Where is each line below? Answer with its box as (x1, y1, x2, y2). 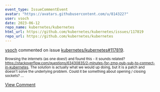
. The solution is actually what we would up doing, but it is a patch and (28, 65, 145, 70)
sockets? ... (5, 73, 24, 78)
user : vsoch (5, 16, 29, 21)
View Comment (5, 81, 36, 87)
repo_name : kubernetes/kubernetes (5, 25, 75, 30)
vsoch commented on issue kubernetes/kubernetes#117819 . (5, 47, 125, 53)
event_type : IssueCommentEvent (5, 7, 68, 12)
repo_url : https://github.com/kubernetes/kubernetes (5, 34, 114, 39)
